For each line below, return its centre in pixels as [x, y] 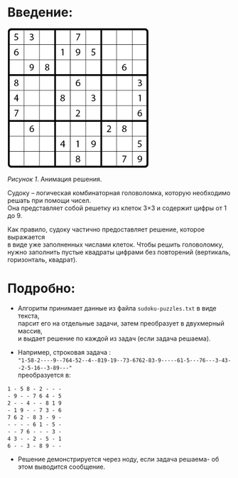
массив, [30, 331]
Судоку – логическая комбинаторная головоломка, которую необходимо [119, 192]
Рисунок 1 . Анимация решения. [55, 179]
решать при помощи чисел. [49, 200]
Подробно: [42, 289]
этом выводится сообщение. [61, 467]
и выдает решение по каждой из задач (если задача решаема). [114, 338]
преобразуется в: [44, 375]
